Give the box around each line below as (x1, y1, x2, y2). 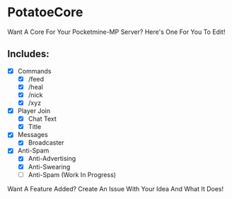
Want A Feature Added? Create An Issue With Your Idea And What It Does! (7, 184, 224, 193)
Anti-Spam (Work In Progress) (28, 170, 117, 179)
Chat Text (28, 114, 57, 123)
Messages (17, 131, 48, 139)
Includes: (7, 48, 50, 60)
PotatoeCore (7, 4, 83, 20)
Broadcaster (28, 138, 65, 147)
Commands (17, 66, 52, 75)
